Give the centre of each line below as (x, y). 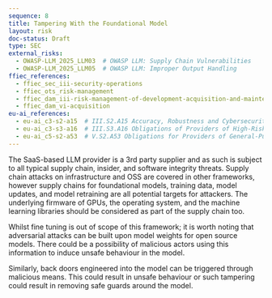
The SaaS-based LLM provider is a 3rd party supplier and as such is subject (135, 160)
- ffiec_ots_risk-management (65, 91)
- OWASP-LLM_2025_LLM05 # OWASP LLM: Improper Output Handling (126, 69)
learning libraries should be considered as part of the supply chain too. (127, 211)
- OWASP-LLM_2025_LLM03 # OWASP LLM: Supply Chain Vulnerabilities (134, 62)
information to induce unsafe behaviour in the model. (97, 253)
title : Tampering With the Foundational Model (88, 23)
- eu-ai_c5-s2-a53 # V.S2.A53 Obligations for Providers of (121, 136)
